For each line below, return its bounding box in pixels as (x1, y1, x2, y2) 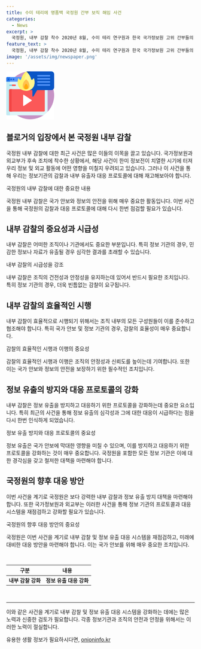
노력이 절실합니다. (17, 623, 59, 630)
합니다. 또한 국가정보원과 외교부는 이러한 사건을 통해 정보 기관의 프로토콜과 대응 (6, 500, 191, 508)
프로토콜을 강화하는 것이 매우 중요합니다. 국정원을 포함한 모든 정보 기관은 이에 (6, 449, 187, 456)
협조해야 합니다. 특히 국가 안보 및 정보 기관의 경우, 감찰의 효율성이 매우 (6, 325, 170, 332)
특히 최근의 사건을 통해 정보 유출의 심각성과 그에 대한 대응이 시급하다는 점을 (19, 409, 194, 416)
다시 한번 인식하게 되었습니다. (6, 416, 75, 423)
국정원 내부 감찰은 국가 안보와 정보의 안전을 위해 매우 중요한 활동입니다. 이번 (6, 197, 184, 205)
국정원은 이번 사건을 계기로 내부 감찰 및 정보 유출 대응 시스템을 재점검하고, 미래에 (6, 533, 194, 541)
